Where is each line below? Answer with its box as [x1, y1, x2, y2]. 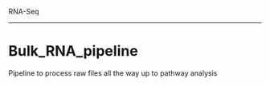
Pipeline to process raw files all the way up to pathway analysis [8, 68, 218, 78]
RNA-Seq [8, 7, 39, 16]
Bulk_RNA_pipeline [8, 42, 138, 61]
